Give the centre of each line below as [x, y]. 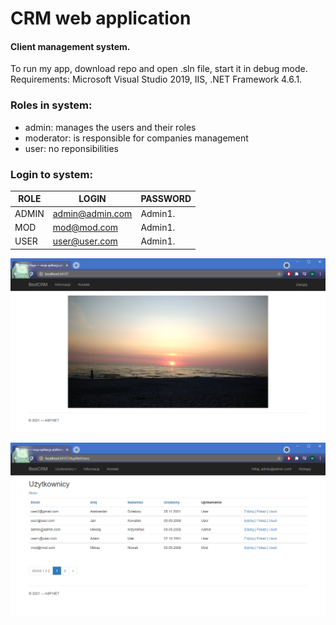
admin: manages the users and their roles [110, 127]
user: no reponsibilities [71, 148]
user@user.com [85, 241]
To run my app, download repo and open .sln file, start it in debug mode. [159, 69]
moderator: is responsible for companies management [136, 138]
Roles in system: [51, 105]
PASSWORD [166, 199]
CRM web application [101, 18]
